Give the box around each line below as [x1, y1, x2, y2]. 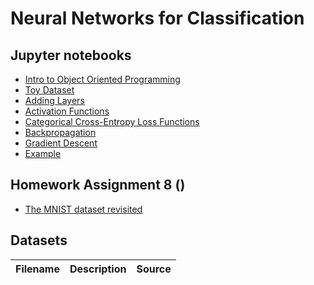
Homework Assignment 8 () [10, 177, 186, 194]
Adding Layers [24, 95, 85, 106]
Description [69, 262, 127, 276]
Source [136, 262, 172, 276]
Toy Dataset [24, 84, 75, 96]
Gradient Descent [24, 137, 98, 149]
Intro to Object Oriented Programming [24, 73, 181, 85]
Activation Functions [24, 105, 110, 117]
